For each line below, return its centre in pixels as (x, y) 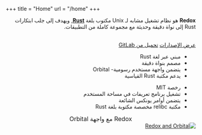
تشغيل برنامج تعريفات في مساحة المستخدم (132, 94)
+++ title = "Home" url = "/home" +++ (53, 9)
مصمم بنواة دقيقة (161, 63)
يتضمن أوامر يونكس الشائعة (150, 100)
